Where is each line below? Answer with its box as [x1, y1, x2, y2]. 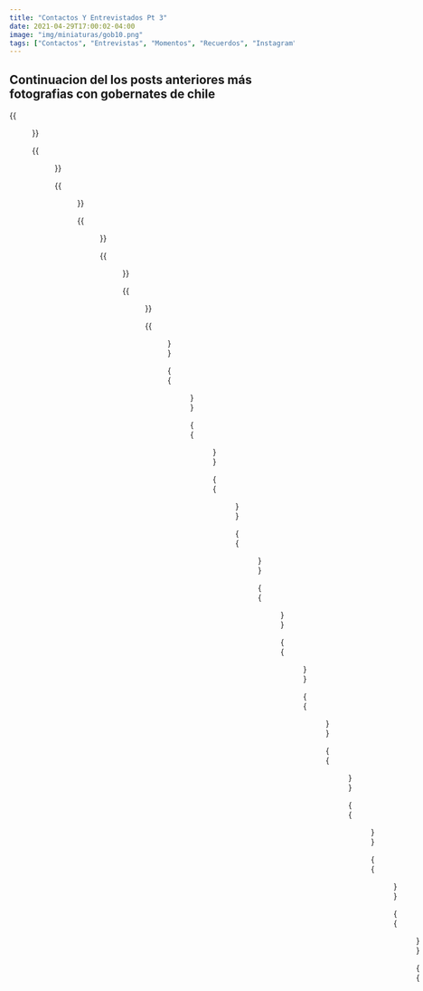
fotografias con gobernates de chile [9, 86, 215, 101]
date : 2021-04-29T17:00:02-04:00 [9, 22, 136, 31]
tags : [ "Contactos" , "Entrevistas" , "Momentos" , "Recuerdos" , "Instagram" [9, 38, 297, 48]
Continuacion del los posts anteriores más [9, 71, 252, 87]
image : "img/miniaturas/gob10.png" [9, 30, 144, 39]
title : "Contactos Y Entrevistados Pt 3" [9, 13, 168, 23]
